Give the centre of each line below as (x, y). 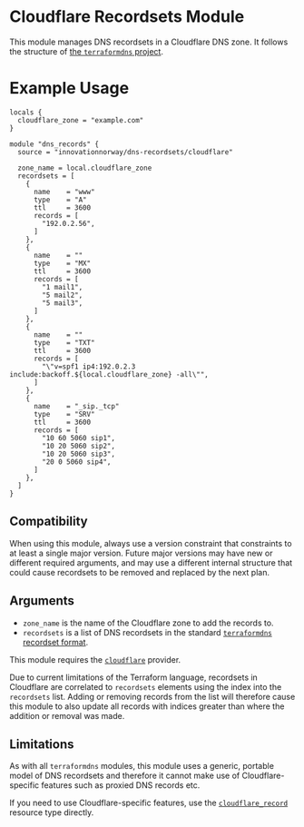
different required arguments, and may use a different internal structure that (151, 562)
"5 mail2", (63, 295)
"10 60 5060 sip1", (79, 438)
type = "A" (60, 200)
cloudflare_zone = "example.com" (81, 120)
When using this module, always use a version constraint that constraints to (151, 543)
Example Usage (69, 89)
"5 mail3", (63, 303)
